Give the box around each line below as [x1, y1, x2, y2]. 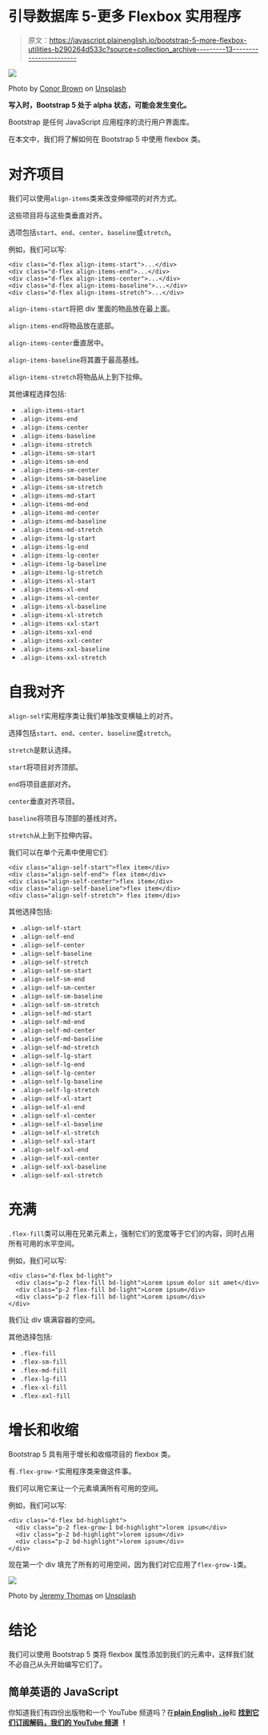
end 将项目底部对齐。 [8, 779, 76, 789]
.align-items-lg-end [19, 542, 89, 551]
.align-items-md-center [19, 509, 100, 517]
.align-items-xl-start [19, 577, 96, 585]
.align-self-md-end [19, 1018, 86, 1026]
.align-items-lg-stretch [19, 568, 103, 576]
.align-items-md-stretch [19, 526, 103, 534]
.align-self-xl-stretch [19, 1128, 100, 1136]
